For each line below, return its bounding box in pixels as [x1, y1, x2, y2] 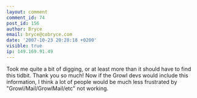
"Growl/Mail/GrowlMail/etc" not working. [6, 85, 109, 92]
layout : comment [6, 9, 48, 15]
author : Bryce [6, 26, 43, 32]
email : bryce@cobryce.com [6, 32, 72, 38]
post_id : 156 [6, 20, 40, 26]
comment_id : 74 [6, 15, 45, 21]
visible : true [6, 43, 43, 49]
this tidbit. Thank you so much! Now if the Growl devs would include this [6, 71, 188, 79]
